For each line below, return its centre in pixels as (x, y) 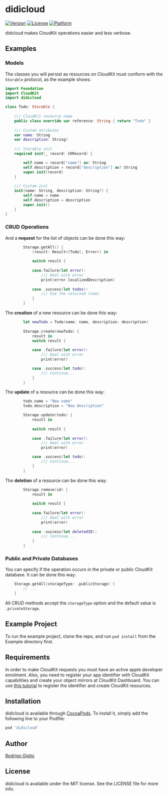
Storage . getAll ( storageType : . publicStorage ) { (64, 584)
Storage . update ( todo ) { (48, 415)
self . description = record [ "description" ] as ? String (80, 167)
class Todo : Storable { (30, 107)
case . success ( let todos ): (60, 289)
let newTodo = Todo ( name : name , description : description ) (86, 322)
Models (14, 63)
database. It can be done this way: (41, 575)
